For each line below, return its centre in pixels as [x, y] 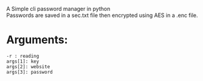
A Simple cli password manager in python [58, 9]
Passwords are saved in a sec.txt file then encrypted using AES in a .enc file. [102, 15]
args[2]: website [28, 66]
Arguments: [37, 40]
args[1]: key [23, 61]
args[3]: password [29, 72]
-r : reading [23, 56]
